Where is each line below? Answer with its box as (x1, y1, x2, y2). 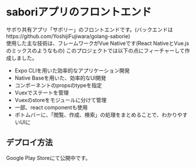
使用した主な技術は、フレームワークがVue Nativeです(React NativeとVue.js (6, 40, 190, 47)
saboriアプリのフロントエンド (6, 5, 152, 19)
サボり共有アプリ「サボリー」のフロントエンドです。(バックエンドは (6, 26, 173, 33)
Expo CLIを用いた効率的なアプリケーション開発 (14, 67, 130, 74)
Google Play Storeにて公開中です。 (6, 154, 91, 161)
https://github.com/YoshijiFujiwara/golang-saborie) (6, 32, 130, 40)
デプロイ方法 (6, 137, 53, 148)
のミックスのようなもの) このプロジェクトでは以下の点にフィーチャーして (6, 47, 185, 54)
